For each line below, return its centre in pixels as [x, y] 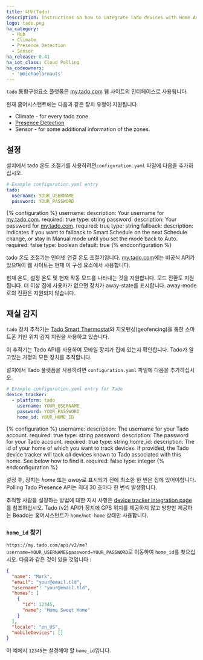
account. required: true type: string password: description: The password [98, 435]
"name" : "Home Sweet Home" [56, 610]
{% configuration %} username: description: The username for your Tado [98, 429]
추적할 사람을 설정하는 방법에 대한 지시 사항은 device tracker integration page [99, 500]
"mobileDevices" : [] [37, 633]
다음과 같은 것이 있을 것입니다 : [55, 559]
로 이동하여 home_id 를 [153, 552]
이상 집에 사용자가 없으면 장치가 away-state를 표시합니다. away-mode [113, 285]
